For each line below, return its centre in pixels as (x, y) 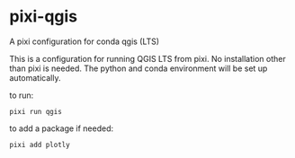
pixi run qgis (36, 111)
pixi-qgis (44, 17)
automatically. (35, 77)
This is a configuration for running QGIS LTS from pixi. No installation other (147, 58)
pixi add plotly (40, 145)
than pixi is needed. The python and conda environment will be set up (139, 68)
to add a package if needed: (62, 128)
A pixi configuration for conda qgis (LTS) (85, 41)
